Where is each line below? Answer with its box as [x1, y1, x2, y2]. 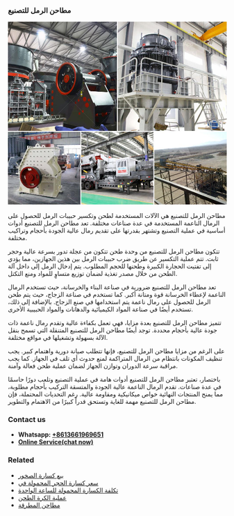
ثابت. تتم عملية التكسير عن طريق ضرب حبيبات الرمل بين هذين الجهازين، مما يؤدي [8, 254, 219, 263]
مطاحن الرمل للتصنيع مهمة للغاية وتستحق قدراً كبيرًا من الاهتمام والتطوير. [8, 397, 197, 405]
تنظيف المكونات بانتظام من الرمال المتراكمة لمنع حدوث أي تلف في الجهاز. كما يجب [8, 354, 223, 362]
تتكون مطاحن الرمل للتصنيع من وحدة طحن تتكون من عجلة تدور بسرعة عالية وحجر [8, 247, 220, 256]
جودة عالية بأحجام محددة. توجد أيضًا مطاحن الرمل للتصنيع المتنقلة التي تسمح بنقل [8, 326, 217, 334]
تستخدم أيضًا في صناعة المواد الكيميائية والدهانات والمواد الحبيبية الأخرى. [8, 305, 194, 313]
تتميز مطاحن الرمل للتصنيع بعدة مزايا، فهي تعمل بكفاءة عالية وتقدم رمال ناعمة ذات [8, 318, 222, 327]
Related [8, 455, 35, 465]
